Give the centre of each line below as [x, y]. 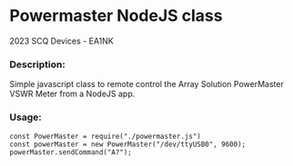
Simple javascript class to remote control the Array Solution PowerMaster [146, 84]
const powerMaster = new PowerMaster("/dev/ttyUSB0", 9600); [128, 144]
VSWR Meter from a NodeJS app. [72, 94]
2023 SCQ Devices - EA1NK [61, 41]
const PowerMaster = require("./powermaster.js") [106, 136]
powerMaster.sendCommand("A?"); [71, 152]
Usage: [26, 117]
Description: [37, 64]
